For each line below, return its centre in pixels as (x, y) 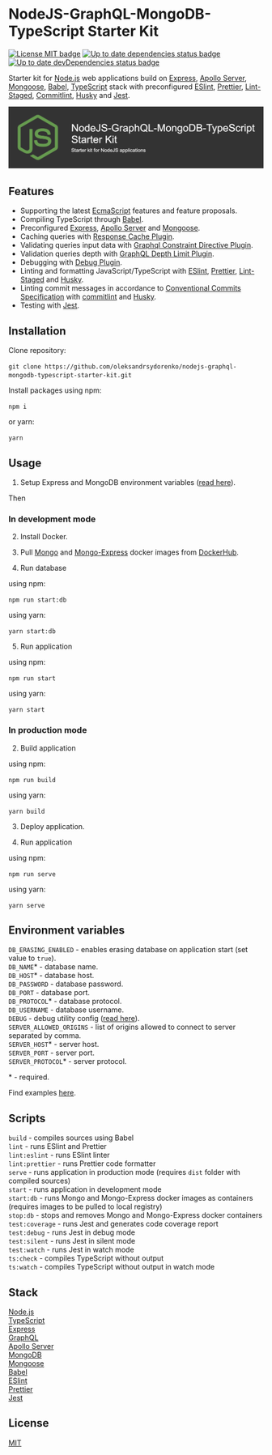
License (29, 1423)
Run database (43, 568)
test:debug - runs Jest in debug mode (72, 1232)
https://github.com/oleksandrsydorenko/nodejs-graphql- (140, 367)
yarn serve (27, 905)
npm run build (32, 780)
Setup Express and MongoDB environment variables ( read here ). (128, 482)
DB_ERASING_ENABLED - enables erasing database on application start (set (128, 950)
